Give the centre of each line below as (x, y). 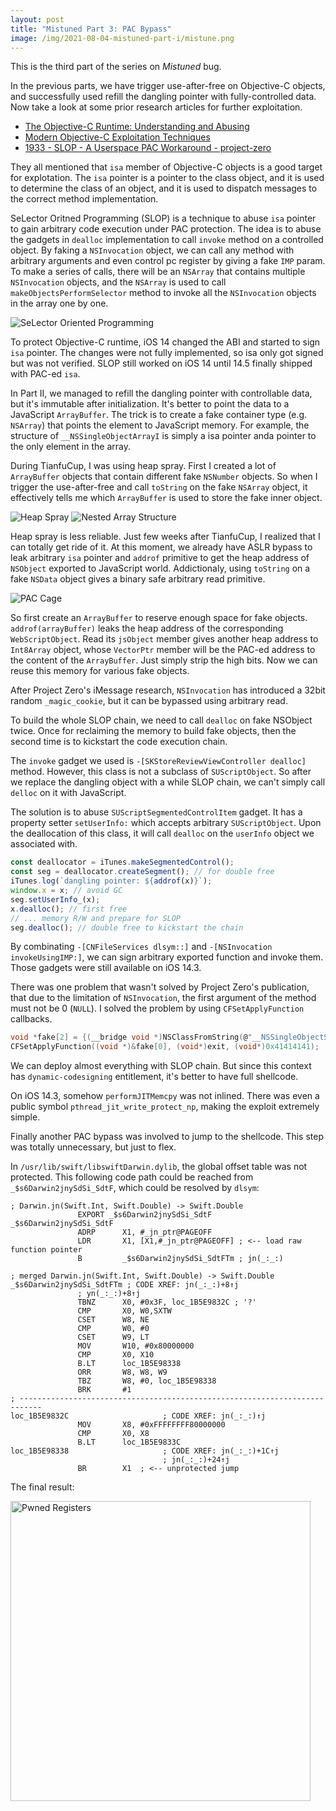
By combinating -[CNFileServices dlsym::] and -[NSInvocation (141, 947)
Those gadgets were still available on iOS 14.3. (106, 968)
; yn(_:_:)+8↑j (109, 1294)
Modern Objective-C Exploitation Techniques (117, 137)
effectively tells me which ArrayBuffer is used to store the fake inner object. (166, 498)
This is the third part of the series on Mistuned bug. (116, 67)
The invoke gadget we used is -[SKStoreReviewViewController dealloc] (158, 761)
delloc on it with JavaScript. (68, 793)
